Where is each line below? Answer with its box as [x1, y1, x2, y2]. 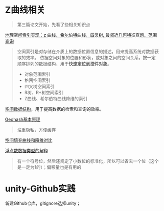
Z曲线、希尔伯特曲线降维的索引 [24, 95, 88, 101]
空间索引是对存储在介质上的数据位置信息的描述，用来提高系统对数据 [17, 48, 155, 54]
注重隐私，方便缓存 [17, 127, 56, 133]
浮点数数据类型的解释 [5, 147, 48, 153]
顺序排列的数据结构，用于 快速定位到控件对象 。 [17, 61, 112, 67]
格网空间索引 [24, 77, 50, 83]
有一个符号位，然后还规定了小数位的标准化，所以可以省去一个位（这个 [17, 158, 159, 164]
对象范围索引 [24, 71, 50, 77]
